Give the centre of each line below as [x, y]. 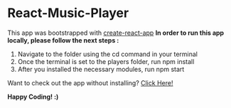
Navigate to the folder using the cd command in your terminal [107, 54]
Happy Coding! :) [33, 97]
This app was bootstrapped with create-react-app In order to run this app [116, 33]
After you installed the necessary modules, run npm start [101, 69]
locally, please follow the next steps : [63, 40]
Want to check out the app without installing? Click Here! [90, 82]
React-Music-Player [68, 13]
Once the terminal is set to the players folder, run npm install [106, 61]
